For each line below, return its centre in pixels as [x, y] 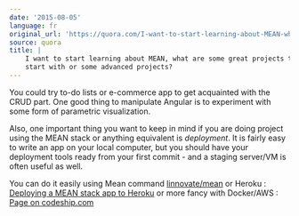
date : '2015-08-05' [45, 17]
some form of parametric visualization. [80, 111]
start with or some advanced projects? [99, 68]
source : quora [36, 42]
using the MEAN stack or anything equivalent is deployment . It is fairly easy [148, 138]
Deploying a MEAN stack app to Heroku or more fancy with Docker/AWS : [144, 193]
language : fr [33, 26]
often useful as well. [46, 166]
